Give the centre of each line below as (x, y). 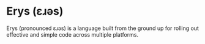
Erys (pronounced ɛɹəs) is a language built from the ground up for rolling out (102, 28)
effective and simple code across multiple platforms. (73, 34)
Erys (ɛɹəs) (35, 11)
